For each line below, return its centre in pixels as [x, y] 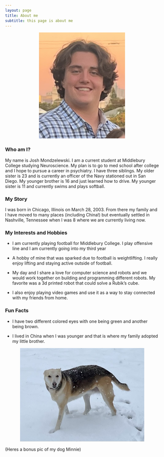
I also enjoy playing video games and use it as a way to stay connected [83, 293]
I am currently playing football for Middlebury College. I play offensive [82, 243]
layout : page [18, 10]
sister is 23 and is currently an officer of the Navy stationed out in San [75, 176]
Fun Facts [17, 311]
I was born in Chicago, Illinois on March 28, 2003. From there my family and [81, 209]
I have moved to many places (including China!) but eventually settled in [77, 215]
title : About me [21, 15]
